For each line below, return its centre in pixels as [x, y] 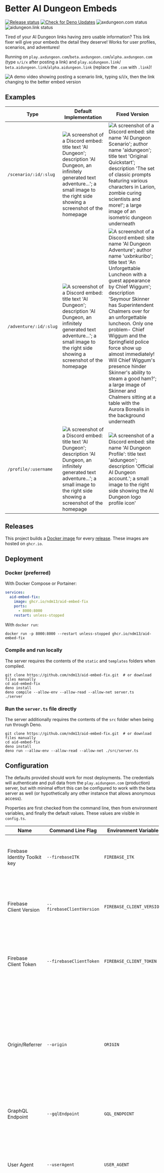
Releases [19, 527]
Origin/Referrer [25, 1045]
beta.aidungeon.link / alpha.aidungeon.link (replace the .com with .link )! [79, 67]
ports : [20, 606]
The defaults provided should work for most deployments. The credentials [80, 777]
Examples [20, 97]
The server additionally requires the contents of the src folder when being [79, 720]
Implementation [83, 117]
